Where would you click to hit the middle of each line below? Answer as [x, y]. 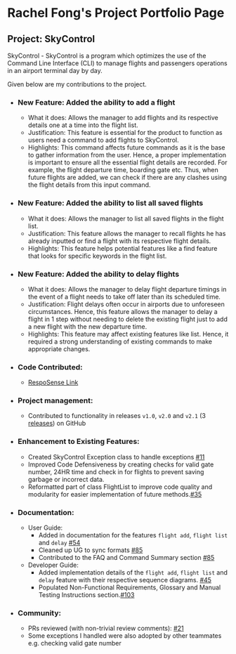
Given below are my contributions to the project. [77, 84]
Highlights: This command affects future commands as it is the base [126, 148]
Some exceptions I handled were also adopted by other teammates [125, 636]
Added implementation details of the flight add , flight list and [133, 573]
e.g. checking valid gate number [74, 643]
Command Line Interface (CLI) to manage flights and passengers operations [117, 63]
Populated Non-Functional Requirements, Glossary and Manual [130, 587]
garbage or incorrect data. [66, 479]
